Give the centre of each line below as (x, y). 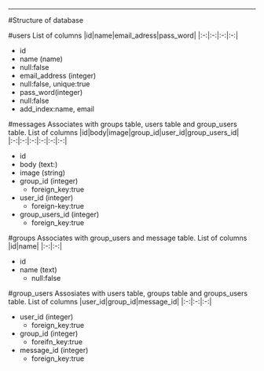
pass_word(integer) (51, 92)
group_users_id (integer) (59, 214)
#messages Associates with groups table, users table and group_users (123, 124)
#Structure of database (46, 20)
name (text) (38, 270)
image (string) (42, 173)
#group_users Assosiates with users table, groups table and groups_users (128, 293)
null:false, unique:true (55, 84)
